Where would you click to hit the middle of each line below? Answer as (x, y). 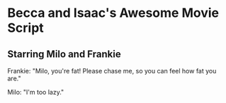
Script (26, 28)
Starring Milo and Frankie (64, 54)
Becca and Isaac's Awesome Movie (113, 13)
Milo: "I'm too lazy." (36, 92)
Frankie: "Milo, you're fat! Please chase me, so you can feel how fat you (112, 71)
